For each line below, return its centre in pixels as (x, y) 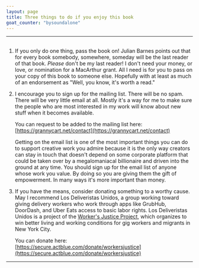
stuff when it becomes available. (54, 113)
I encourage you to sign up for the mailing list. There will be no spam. (99, 94)
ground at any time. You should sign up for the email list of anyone (95, 167)
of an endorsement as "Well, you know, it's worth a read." (85, 82)
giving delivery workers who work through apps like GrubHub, (91, 204)
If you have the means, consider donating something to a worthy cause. (102, 191)
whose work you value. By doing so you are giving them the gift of (95, 173)
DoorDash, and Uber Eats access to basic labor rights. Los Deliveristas (101, 210)
